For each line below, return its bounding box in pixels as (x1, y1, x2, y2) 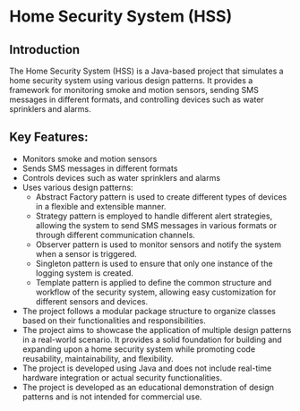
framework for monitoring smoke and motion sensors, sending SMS (9, 85, 260, 95)
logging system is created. (35, 267, 134, 278)
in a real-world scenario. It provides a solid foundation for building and (21, 334, 282, 345)
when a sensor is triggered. (35, 248, 137, 259)
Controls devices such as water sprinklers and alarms (21, 172, 221, 183)
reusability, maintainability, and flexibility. (21, 353, 174, 364)
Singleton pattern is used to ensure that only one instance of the (35, 258, 273, 269)
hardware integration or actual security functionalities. (21, 372, 222, 382)
